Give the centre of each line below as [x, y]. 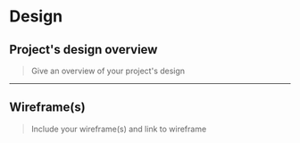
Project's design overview [83, 50]
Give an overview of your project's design [108, 71]
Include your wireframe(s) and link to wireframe [119, 129]
